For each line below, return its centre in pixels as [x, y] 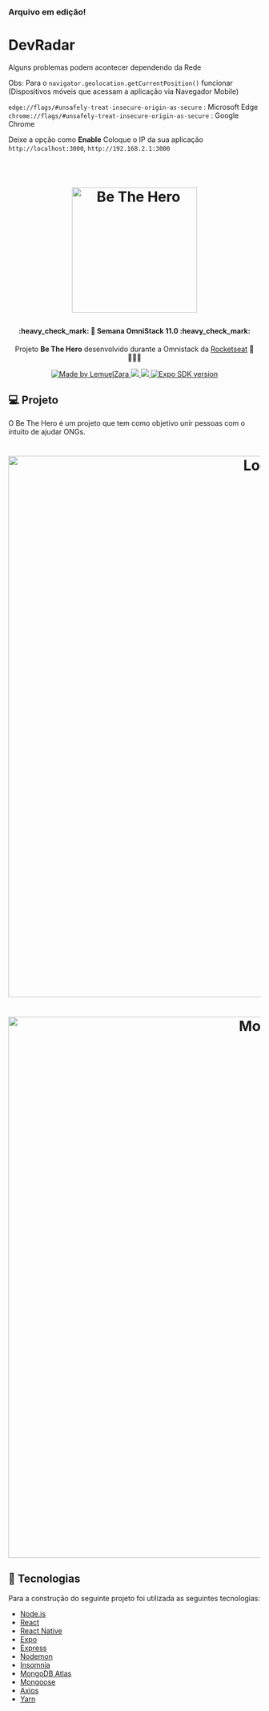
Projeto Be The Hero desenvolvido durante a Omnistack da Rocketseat [131, 349]
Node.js [33, 1613]
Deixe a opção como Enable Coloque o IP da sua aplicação [106, 140]
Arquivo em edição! [47, 12]
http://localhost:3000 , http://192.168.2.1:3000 [89, 148]
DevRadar [42, 45]
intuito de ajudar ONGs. [47, 432]
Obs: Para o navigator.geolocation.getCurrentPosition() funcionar [121, 83]
